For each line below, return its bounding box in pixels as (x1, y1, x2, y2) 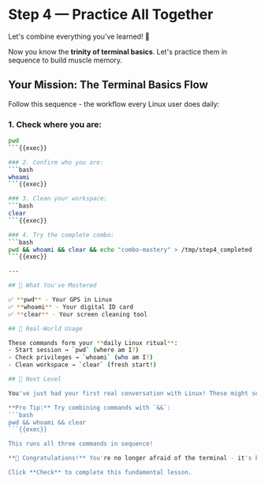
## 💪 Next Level (8, 375, 62, 384)
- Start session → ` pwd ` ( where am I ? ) (8, 346, 140, 355)
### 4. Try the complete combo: (8, 231, 114, 238)
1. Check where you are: (8, 118, 103, 129)
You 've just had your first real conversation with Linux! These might (8, 389, 248, 397)
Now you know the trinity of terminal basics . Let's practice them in (8, 47, 227, 56)
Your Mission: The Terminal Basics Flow (8, 78, 208, 92)
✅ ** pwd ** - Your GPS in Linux (8, 296, 113, 304)
